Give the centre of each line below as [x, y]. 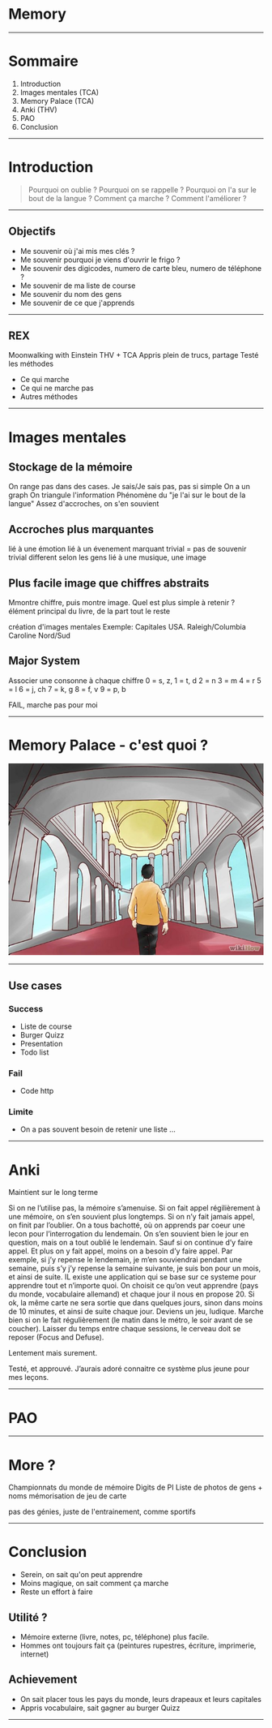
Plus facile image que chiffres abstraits [109, 583]
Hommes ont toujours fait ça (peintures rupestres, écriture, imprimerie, [138, 1646]
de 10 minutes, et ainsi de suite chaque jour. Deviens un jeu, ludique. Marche [136, 1312]
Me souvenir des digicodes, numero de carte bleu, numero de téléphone [140, 268]
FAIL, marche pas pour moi [53, 705]
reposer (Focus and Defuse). [56, 1337]
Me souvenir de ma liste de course [78, 286]
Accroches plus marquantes [81, 529]
